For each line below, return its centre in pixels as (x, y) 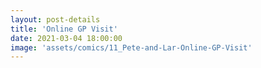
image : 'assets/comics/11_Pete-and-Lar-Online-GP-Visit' (131, 47)
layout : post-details (55, 19)
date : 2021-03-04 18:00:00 (66, 38)
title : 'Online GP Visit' (64, 29)
